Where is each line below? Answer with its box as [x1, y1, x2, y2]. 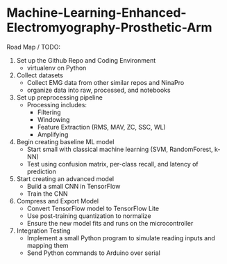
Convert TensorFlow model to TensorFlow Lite [26, 204, 160, 212]
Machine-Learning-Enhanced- [6, 5, 187, 21]
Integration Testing [16, 226, 71, 235]
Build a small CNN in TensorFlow [26, 182, 121, 190]
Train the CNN [26, 189, 68, 198]
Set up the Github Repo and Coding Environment [16, 56, 156, 64]
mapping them [26, 241, 69, 249]
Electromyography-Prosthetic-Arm [6, 20, 212, 36]
